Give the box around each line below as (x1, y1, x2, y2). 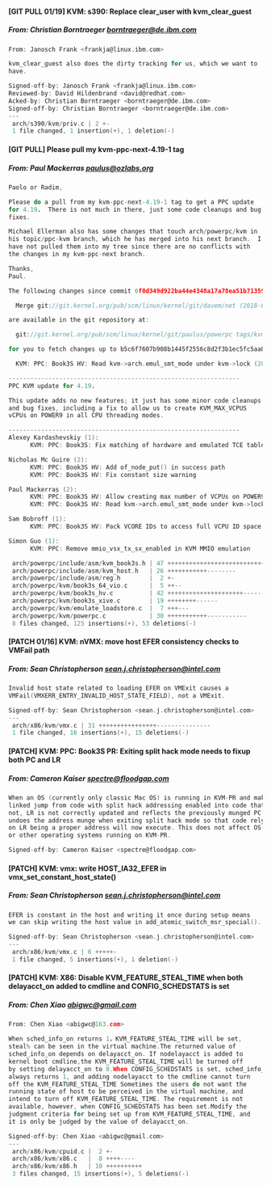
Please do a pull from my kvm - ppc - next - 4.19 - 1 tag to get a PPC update (8, 198, 254, 206)
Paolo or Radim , (8, 183, 63, 192)
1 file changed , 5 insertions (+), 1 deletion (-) (11, 955, 179, 964)
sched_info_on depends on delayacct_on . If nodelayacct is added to (8, 1050, 244, 1058)
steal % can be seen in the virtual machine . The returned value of (8, 1043, 236, 1051)
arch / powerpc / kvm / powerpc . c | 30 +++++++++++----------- (11, 611, 248, 620)
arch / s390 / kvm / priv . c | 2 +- (11, 120, 110, 128)
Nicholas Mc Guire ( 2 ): (8, 455, 89, 464)
